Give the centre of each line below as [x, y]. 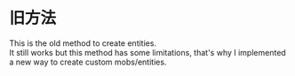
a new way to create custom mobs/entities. [88, 62]
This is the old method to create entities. [83, 43]
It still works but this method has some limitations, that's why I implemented [147, 52]
